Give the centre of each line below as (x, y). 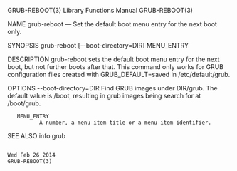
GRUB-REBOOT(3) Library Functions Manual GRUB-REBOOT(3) (100, 10)
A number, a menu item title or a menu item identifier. (125, 123)
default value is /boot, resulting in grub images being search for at (104, 96)
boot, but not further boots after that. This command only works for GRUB (116, 67)
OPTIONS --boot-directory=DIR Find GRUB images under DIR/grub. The (113, 88)
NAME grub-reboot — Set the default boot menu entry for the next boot (112, 24)
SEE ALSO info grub (37, 136)
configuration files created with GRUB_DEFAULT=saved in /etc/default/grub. (119, 74)
